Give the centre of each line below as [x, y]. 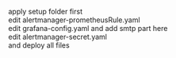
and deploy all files [39, 45]
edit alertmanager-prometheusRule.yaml [74, 20]
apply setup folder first [46, 12]
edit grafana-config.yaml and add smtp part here [88, 28]
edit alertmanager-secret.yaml [57, 37]
